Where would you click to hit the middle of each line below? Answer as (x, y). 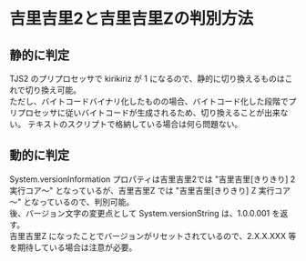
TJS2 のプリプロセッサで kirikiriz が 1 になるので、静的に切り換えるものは (147, 79)
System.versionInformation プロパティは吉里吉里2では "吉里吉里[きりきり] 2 (153, 179)
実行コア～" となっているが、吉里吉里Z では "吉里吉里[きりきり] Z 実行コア (150, 190)
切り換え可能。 (53, 90)
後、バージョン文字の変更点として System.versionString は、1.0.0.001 (140, 213)
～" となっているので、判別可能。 (72, 202)
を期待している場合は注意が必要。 (73, 247)
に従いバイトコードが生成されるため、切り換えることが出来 (168, 113)
